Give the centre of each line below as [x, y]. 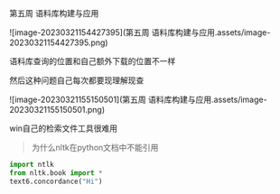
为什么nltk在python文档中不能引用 [95, 148]
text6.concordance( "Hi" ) [56, 181]
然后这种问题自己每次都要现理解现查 [77, 80]
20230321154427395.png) [59, 42]
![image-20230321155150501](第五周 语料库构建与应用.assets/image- [139, 99]
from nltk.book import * [56, 173]
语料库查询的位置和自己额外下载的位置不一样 [93, 61]
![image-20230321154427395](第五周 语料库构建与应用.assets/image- [140, 32]
